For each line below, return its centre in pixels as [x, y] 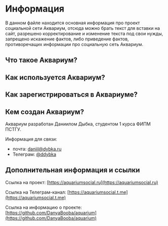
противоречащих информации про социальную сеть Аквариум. [74, 44]
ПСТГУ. [13, 129]
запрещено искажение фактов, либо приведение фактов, [67, 39]
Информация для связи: [31, 139]
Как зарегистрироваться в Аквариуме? [71, 95]
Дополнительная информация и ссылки [73, 170]
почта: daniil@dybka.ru [37, 149]
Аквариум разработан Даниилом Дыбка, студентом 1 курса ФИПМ [78, 124]
